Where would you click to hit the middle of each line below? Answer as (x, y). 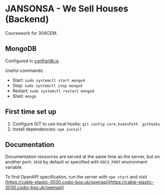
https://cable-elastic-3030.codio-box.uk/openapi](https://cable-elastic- (80, 182)
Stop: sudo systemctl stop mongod (47, 85)
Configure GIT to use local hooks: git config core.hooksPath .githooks (86, 124)
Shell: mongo (24, 96)
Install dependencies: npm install (47, 129)
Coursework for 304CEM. (32, 33)
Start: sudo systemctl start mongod (49, 80)
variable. (14, 167)
